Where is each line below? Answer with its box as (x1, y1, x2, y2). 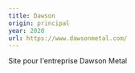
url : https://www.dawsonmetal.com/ (8, 34, 128, 43)
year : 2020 (8, 26, 45, 34)
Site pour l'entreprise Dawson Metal (8, 56, 127, 66)
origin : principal (8, 19, 70, 27)
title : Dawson (8, 11, 56, 20)
